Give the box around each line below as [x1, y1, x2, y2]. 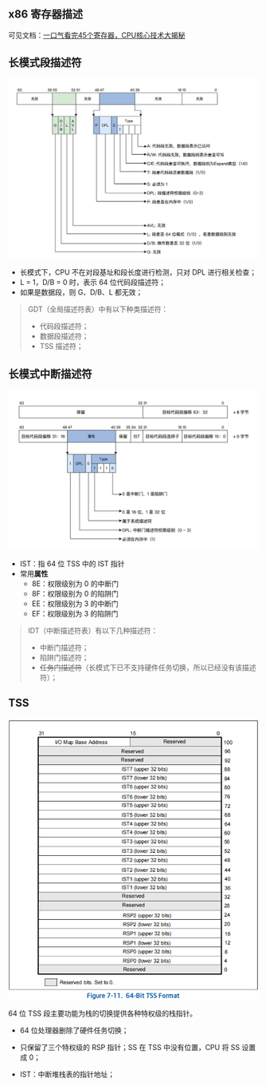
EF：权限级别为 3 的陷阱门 [31, 609, 119, 619]
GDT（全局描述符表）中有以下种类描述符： [27, 304, 169, 314]
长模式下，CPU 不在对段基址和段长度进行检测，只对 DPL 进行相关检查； [19, 268, 257, 277]
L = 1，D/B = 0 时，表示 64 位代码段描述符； [19, 278, 166, 287]
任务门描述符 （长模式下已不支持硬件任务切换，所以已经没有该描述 [39, 663, 256, 672]
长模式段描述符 [8, 56, 82, 69]
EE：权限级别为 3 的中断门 [31, 599, 119, 608]
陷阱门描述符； [39, 653, 89, 663]
